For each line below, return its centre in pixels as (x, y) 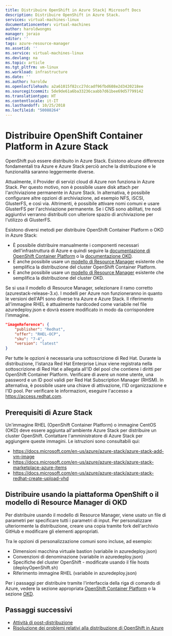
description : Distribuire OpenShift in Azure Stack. (63, 15)
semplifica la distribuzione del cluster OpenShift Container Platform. (84, 267)
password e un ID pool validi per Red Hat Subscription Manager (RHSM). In (85, 380)
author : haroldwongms (28, 29)
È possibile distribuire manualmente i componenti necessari (76, 245)
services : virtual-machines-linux (42, 20)
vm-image (24, 457)
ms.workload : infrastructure (36, 72)
